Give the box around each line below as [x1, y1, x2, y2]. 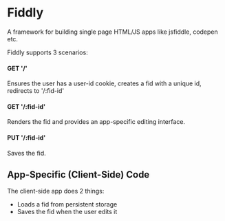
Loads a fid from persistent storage [17, 200, 118, 209]
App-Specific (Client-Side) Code [7, 169, 150, 180]
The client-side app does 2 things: [7, 187, 105, 196]
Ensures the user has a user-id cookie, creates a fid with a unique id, [7, 79, 202, 87]
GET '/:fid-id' [7, 102, 46, 111]
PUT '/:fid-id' [7, 133, 46, 142]
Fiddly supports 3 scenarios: [7, 48, 88, 56]
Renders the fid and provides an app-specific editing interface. [7, 118, 186, 126]
